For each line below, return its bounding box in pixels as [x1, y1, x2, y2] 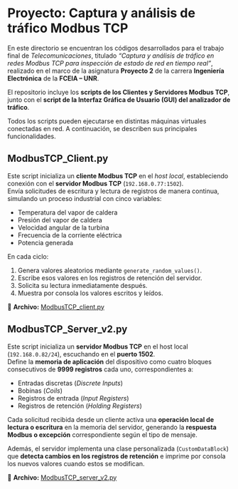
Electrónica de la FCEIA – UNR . [7, 73, 99, 83]
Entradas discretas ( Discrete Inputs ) [17, 379, 123, 387]
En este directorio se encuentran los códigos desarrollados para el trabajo [7, 43, 225, 52]
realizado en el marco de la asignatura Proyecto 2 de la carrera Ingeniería [7, 66, 225, 75]
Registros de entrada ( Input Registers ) [17, 393, 129, 402]
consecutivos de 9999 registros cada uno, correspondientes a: [7, 365, 194, 374]
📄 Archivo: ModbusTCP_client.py [7, 302, 105, 311]
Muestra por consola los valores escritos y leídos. [17, 289, 163, 297]
